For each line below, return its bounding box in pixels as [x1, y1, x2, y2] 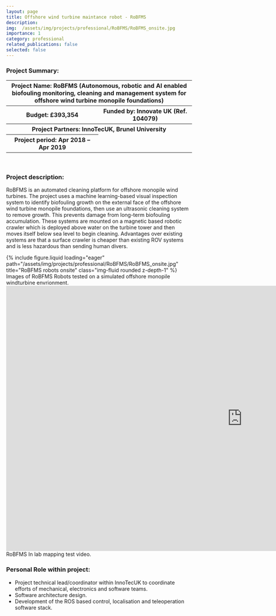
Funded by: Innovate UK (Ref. [103, 107, 188, 116]
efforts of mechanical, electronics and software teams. [14, 585, 148, 592]
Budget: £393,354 [26, 111, 78, 119]
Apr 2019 [38, 143, 67, 151]
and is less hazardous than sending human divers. [6, 243, 128, 250]
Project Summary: [6, 66, 60, 74]
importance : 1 [6, 31, 41, 37]
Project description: [6, 173, 64, 181]
